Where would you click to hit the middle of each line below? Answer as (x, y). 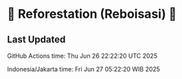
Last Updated (36, 39)
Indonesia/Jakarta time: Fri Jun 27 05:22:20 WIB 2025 (83, 69)
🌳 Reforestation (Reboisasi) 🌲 (92, 14)
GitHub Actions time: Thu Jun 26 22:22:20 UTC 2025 (82, 56)
